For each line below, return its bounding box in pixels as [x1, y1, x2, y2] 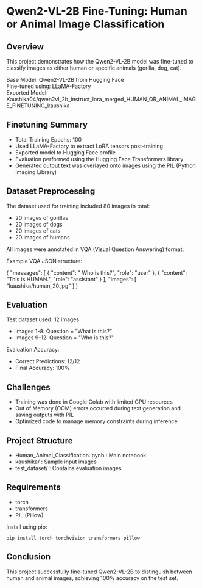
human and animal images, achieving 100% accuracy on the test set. [6, 574, 178, 581]
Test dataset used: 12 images [6, 316, 80, 323]
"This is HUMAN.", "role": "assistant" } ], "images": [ [6, 275, 137, 283]
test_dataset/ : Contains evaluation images [15, 465, 122, 472]
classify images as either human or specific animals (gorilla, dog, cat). [6, 64, 182, 71]
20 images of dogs [15, 220, 63, 228]
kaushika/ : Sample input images [15, 458, 97, 465]
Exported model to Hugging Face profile [15, 148, 116, 156]
